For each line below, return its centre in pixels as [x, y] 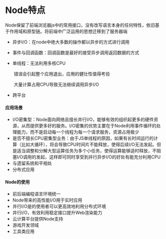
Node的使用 [17, 182]
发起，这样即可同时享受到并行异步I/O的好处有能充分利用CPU [98, 157]
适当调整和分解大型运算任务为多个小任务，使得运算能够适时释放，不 [87, 151]
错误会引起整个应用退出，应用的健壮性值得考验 [62, 73]
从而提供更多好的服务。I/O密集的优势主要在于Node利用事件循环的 [89, 126]
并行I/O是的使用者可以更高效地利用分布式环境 [59, 206]
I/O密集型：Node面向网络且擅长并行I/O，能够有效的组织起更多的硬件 [83, 119]
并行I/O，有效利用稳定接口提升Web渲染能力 [57, 212]
